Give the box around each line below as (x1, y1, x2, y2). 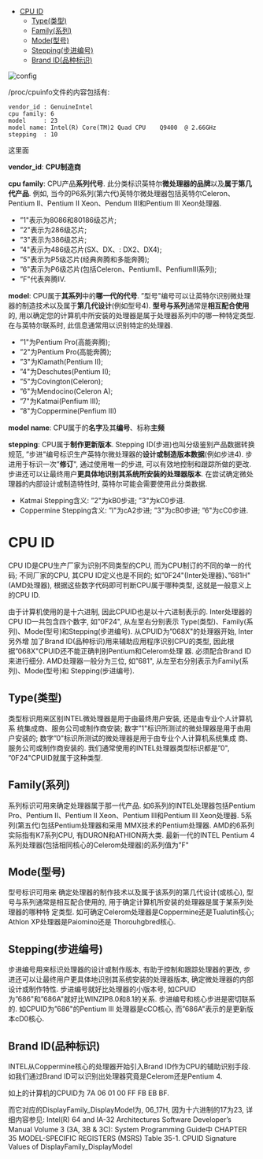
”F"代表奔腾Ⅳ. (19, 275, 66, 283)
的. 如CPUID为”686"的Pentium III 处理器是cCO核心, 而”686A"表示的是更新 (8, 1004, 246, 1014)
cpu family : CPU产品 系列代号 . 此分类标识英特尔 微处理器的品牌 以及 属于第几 (8, 179, 253, 188)
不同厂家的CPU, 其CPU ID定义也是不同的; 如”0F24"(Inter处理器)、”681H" (19, 570, 250, 579)
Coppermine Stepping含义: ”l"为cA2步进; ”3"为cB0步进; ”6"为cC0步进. (19, 505, 249, 515)
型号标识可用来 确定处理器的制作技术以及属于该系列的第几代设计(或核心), (8, 887, 246, 897)
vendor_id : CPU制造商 (8, 162, 81, 172)
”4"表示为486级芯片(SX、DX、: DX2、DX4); (19, 245, 162, 254)
